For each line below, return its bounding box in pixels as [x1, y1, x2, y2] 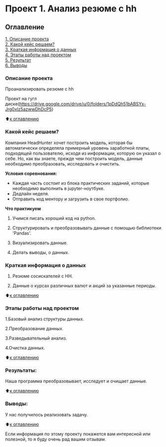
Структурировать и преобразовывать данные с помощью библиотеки [12, 225, 162, 231]
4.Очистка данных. [5, 345, 46, 351]
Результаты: [5, 367, 37, 374]
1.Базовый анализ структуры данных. [5, 316, 84, 322]
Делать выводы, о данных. [12, 249, 69, 255]
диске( [5, 101, 20, 107]
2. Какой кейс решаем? [5, 41, 55, 47]
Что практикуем [5, 205, 41, 211]
